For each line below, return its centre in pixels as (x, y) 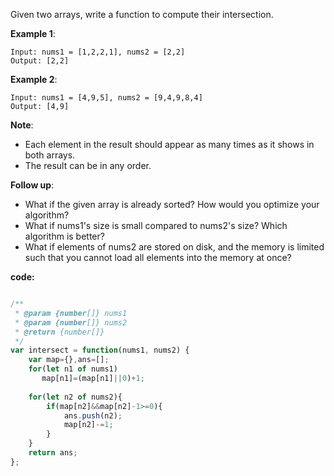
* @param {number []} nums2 (71, 322)
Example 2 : (34, 79)
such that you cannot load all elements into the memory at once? (158, 257)
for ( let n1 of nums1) (73, 369)
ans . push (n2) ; (93, 415)
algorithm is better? (64, 236)
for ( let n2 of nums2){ (75, 397)
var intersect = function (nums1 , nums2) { (100, 350)
